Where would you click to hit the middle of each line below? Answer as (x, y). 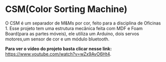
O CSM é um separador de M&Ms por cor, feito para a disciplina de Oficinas (83, 23)
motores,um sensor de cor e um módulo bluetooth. (57, 39)
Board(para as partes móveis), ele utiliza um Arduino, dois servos (72, 33)
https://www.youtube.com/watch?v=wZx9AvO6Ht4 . (58, 54)
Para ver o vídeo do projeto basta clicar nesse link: (59, 48)
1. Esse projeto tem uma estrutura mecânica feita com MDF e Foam (74, 28)
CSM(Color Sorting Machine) (66, 9)
